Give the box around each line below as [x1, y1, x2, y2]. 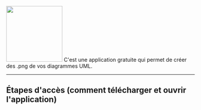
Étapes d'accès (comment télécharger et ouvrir [6, 85, 187, 95]
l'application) [6, 95, 57, 105]
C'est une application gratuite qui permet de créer [63, 56, 187, 63]
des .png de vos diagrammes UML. [6, 62, 93, 70]
